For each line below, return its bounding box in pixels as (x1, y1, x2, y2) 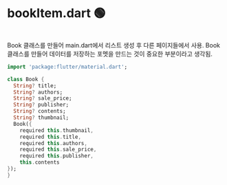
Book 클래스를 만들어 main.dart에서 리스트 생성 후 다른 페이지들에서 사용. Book (7, 41, 220, 49)
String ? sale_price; (13, 95, 72, 102)
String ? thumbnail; (13, 114, 69, 121)
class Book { (7, 76, 45, 83)
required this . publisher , (19, 153, 94, 160)
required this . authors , (19, 140, 88, 146)
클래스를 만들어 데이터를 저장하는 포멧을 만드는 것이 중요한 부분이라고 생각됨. (7, 50, 213, 58)
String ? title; (13, 82, 57, 89)
